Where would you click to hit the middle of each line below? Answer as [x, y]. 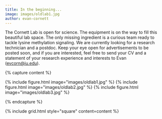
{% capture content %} [28, 73]
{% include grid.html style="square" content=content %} [62, 111]
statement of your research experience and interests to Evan [66, 58]
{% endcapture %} [24, 102]
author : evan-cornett [27, 18]
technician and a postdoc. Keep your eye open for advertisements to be [77, 48]
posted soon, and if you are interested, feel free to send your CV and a [76, 53]
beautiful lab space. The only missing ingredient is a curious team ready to [80, 37]
